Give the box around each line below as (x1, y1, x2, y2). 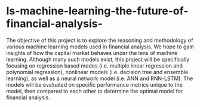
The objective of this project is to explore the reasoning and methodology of (6, 36, 193, 44)
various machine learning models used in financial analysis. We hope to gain (6, 43, 194, 50)
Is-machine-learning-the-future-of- (6, 4, 189, 18)
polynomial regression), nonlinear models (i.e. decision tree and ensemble (6, 68, 189, 75)
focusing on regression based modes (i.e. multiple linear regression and (6, 62, 183, 69)
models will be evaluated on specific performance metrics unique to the (6, 81, 183, 88)
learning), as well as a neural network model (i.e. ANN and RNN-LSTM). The (6, 75, 193, 82)
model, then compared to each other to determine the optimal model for (6, 87, 183, 94)
